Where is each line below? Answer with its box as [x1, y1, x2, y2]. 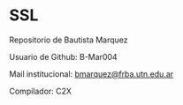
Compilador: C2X [9, 86, 72, 96]
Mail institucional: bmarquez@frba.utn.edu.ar [9, 68, 174, 79]
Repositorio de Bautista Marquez [9, 34, 128, 45]
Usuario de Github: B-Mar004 [9, 51, 118, 62]
